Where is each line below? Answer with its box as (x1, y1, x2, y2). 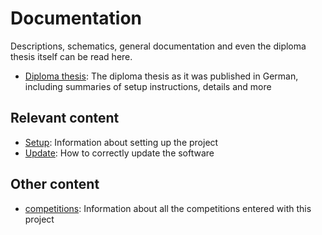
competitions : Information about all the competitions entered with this (24, 202, 312, 214)
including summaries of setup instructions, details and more (24, 80, 272, 92)
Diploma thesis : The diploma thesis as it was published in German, (24, 70, 299, 82)
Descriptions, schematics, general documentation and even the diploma (10, 40, 307, 52)
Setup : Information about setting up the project (24, 136, 219, 148)
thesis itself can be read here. (10, 50, 133, 62)
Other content (10, 176, 100, 193)
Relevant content (10, 110, 120, 127)
